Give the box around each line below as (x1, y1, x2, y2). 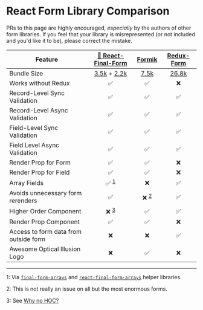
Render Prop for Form (9, 158, 71, 167)
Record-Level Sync (9, 89, 65, 97)
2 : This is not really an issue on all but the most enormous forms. (6, 285, 167, 292)
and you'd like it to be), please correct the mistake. (6, 37, 133, 44)
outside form (9, 234, 46, 243)
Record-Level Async (9, 106, 68, 114)
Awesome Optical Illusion (9, 245, 81, 253)
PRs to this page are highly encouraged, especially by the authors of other (6, 24, 192, 31)
